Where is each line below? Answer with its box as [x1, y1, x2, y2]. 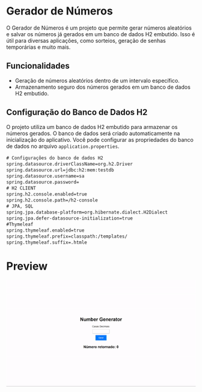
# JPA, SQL [6, 203, 34, 209]
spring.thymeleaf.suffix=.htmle [6, 239, 87, 245]
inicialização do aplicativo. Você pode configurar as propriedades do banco [6, 136, 194, 143]
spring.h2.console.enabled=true [6, 191, 87, 197]
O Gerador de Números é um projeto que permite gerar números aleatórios [6, 24, 192, 31]
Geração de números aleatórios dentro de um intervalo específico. [14, 77, 180, 84]
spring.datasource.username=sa [6, 173, 85, 179]
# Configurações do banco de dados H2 [6, 155, 103, 161]
